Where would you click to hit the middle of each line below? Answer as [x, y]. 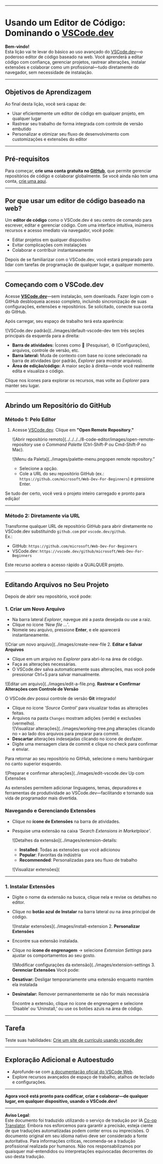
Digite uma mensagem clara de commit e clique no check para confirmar [85, 744]
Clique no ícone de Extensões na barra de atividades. [66, 821]
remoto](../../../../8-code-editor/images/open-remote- [102, 439]
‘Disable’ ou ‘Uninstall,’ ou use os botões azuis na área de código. [77, 1008]
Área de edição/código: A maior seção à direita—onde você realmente [83, 366]
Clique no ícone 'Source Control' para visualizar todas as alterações [80, 708]
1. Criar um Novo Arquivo [35, 609]
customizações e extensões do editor [49, 139]
